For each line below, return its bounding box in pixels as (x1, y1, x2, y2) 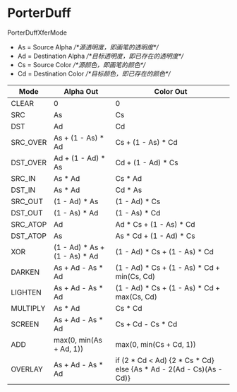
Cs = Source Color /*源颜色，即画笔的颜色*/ (17, 60, 146, 69)
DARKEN (11, 267, 40, 277)
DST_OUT (11, 208, 44, 218)
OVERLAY (11, 364, 44, 374)
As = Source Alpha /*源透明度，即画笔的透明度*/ (17, 42, 159, 51)
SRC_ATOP (11, 219, 47, 229)
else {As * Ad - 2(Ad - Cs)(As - (115, 364, 223, 374)
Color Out (154, 86, 188, 96)
